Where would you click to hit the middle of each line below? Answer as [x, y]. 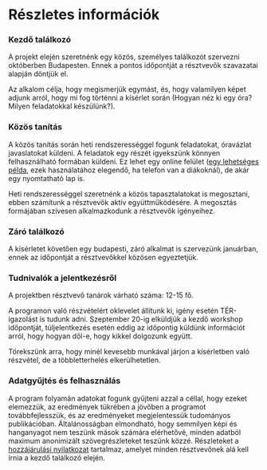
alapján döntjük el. [38, 74]
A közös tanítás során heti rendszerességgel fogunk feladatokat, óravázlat [130, 144]
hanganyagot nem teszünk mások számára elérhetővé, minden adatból [125, 432]
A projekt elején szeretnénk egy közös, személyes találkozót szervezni [124, 57]
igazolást [23, 319]
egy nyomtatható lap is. [47, 178]
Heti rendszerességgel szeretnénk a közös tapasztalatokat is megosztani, [129, 194]
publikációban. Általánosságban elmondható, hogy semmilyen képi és [123, 424]
